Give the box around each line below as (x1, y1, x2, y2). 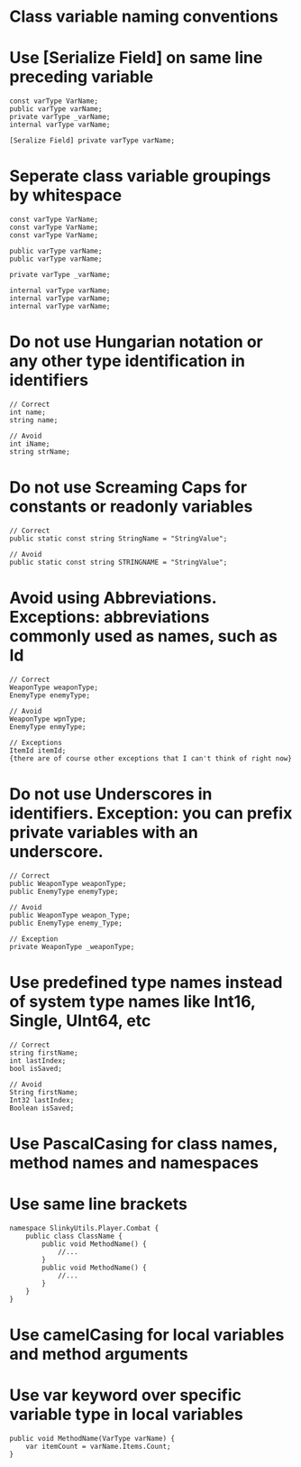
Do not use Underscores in (9, 784, 213, 805)
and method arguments (9, 1344, 188, 1364)
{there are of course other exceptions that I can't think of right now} (9, 753, 293, 763)
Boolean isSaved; (9, 1103, 75, 1112)
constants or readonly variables (9, 496, 253, 517)
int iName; (9, 439, 50, 448)
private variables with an (9, 823, 198, 843)
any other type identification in (9, 351, 246, 372)
